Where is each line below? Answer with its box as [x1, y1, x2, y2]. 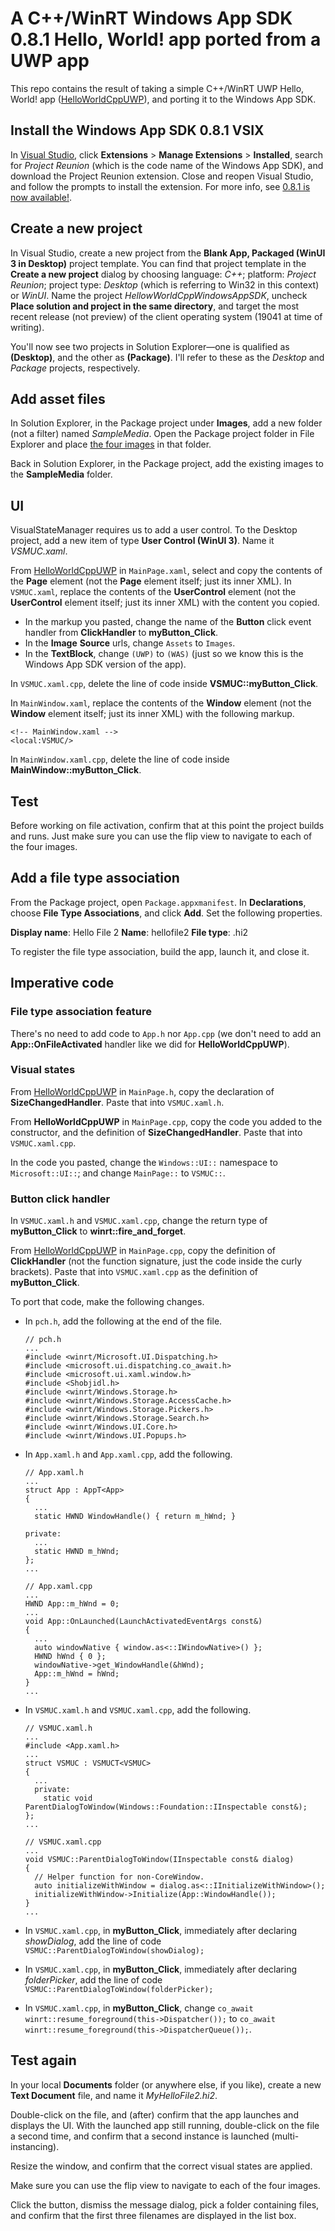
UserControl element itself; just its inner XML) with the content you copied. [10, 597, 320, 609]
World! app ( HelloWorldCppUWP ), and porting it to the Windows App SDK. [10, 93, 317, 105]
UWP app [10, 50, 90, 72]
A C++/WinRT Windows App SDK [10, 7, 293, 30]
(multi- [271, 2130, 300, 2142]
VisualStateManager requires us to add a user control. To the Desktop [10, 524, 298, 536]
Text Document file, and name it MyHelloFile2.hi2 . [10, 2089, 218, 2101]
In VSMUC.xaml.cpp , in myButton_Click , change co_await [24, 2002, 254, 2014]
